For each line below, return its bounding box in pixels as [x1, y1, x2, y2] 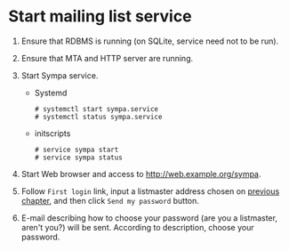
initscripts [34, 127, 71, 139]
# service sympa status [34, 153, 124, 162]
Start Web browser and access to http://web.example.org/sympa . [20, 168, 261, 179]
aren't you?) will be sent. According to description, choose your [20, 222, 254, 232]
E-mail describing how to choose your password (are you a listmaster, [20, 212, 277, 223]
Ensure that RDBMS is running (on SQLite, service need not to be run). [20, 36, 279, 46]
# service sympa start [34, 145, 119, 154]
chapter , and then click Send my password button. [20, 195, 199, 206]
